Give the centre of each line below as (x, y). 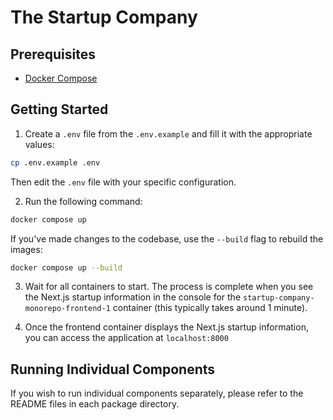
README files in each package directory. (95, 404)
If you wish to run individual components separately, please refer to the (157, 393)
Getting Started (59, 109)
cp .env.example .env (55, 162)
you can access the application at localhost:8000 (126, 338)
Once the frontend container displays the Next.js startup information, (166, 327)
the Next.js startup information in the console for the (133, 297)
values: (39, 144)
